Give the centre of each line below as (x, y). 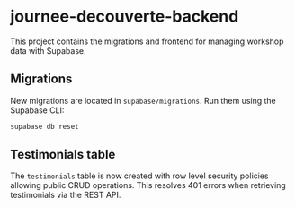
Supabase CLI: (37, 110)
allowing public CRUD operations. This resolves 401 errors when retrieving (148, 185)
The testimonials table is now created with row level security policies (139, 176)
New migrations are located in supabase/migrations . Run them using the (143, 100)
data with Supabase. (48, 50)
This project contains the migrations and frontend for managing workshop (147, 41)
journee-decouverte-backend (125, 17)
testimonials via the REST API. (66, 195)
